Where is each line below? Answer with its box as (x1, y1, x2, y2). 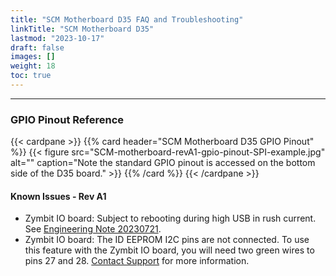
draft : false (10, 42, 65, 53)
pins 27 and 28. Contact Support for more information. (24, 255, 250, 267)
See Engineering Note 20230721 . (24, 223, 162, 235)
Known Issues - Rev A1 (10, 190, 107, 202)
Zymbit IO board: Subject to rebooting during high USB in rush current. (24, 212, 317, 225)
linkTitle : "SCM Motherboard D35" (10, 24, 155, 34)
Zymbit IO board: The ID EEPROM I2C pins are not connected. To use (24, 234, 310, 246)
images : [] (10, 52, 56, 62)
